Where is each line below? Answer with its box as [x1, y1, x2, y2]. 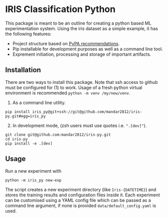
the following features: [5, 31, 52, 37]
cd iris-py [5, 137, 28, 142]
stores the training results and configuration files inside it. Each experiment [5, 192, 160, 198]
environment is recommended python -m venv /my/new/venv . [5, 89, 130, 96]
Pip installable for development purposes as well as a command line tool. [12, 46, 163, 52]
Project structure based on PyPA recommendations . [12, 40, 120, 46]
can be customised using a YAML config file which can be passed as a [5, 197, 151, 203]
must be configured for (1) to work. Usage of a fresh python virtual [5, 84, 143, 90]
